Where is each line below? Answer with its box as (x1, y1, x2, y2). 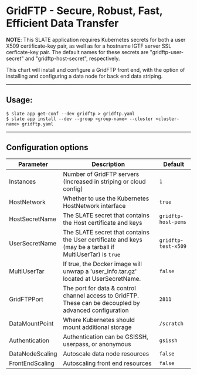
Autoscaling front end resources (63, 359, 152, 367)
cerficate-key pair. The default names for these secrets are (6, 48, 149, 55)
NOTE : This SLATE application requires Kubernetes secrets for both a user (6, 36, 186, 43)
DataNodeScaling (9, 349, 57, 357)
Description (91, 160, 125, 168)
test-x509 (159, 243, 186, 250)
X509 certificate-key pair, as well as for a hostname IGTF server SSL (6, 42, 172, 49)
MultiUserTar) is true (63, 250, 121, 258)
